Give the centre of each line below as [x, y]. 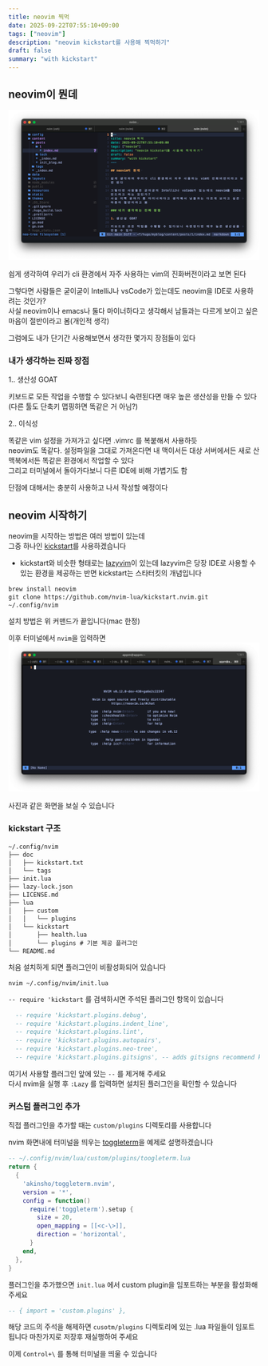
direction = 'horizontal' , [82, 1235]
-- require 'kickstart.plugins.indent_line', [93, 1023]
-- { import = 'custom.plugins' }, [67, 1311]
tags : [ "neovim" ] [37, 34]
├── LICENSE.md [33, 895]
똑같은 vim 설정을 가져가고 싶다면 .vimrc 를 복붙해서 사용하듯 [103, 441]
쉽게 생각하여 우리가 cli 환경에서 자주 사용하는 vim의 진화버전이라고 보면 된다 [127, 274]
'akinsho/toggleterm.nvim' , [69, 1184]
